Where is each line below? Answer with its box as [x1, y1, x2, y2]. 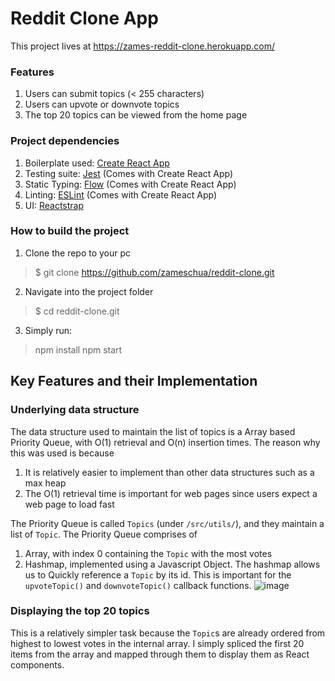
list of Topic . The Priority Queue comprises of [10, 528, 198, 540]
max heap [24, 477, 67, 489]
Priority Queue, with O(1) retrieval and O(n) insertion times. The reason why [10, 436, 321, 448]
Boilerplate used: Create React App [24, 157, 170, 169]
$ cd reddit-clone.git [34, 305, 120, 317]
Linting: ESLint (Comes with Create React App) [24, 188, 218, 201]
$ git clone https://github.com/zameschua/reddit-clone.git [34, 266, 275, 278]
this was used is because [10, 447, 115, 459]
